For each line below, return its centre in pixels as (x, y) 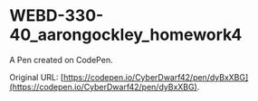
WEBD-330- (57, 16)
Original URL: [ (37, 77)
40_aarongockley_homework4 (126, 35)
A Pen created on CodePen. (61, 60)
